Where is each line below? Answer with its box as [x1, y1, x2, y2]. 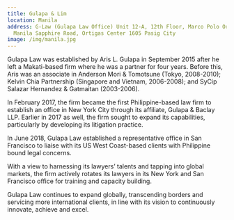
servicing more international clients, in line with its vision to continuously [7, 198, 215, 206]
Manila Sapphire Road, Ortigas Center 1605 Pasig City [13, 29, 176, 37]
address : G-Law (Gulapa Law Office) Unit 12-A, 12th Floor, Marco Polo [7, 23, 219, 30]
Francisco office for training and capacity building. [7, 177, 152, 185]
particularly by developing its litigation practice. [7, 120, 143, 129]
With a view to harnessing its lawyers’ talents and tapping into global [7, 162, 204, 171]
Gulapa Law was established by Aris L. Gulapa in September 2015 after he [7, 55, 219, 63]
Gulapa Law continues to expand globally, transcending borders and [7, 191, 203, 199]
